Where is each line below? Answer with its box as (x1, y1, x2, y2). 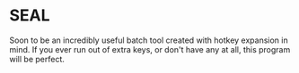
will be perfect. (9, 53, 66, 64)
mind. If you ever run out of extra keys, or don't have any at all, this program (9, 44, 291, 54)
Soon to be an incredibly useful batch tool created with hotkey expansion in (9, 35, 289, 45)
